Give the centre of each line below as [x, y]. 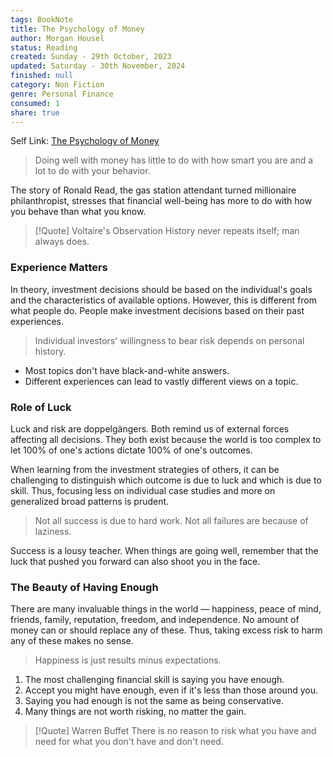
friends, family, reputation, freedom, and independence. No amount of [155, 620]
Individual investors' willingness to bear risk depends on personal [169, 340]
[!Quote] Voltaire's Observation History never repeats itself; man [167, 231]
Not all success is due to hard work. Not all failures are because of [171, 520]
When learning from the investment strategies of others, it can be [145, 469]
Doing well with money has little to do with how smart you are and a [174, 160]
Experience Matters [59, 268]
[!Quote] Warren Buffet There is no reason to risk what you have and [175, 731]
